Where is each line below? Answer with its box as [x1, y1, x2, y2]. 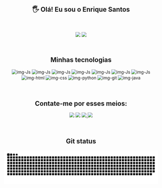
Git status [65, 137, 97, 146]
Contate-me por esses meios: [35, 99, 127, 107]
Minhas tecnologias [50, 56, 112, 64]
